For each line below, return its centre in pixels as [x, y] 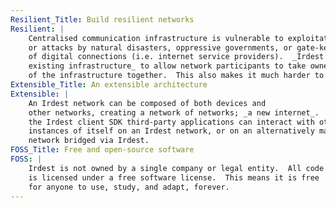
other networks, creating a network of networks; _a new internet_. [174, 112]
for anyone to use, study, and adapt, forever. [129, 187]
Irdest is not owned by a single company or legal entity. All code [176, 168]
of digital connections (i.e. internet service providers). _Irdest [176, 57]
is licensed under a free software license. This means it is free [174, 177]
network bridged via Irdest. [89, 141]
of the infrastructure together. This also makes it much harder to [176, 76]
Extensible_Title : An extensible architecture [109, 85]
